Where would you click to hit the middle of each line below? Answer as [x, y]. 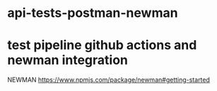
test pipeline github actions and [102, 45]
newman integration [68, 60]
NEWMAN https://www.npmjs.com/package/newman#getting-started [109, 80]
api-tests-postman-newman [93, 13]
